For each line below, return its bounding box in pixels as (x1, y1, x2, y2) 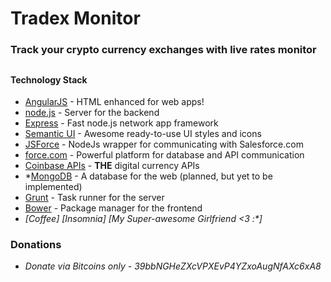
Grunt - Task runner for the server (24, 192, 165, 204)
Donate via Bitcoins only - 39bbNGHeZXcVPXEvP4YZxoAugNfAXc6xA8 (24, 260, 322, 272)
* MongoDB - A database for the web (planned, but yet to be (24, 170, 273, 182)
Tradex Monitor (10, 7, 141, 30)
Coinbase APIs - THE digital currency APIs (24, 160, 200, 172)
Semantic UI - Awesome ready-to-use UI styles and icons (24, 128, 262, 140)
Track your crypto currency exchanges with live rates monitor (10, 43, 317, 57)
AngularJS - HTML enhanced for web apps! (24, 96, 205, 108)
